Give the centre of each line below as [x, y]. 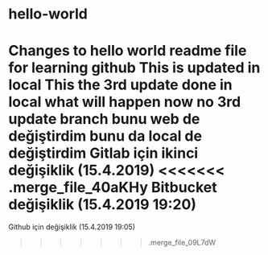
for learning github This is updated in [134, 68]
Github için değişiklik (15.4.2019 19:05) [72, 227]
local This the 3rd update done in [121, 85]
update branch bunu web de [104, 119]
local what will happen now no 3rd [125, 102]
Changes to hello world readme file [128, 51]
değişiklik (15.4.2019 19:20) [103, 205]
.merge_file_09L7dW [182, 243]
